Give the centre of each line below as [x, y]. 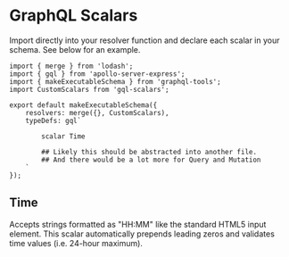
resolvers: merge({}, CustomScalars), [97, 112]
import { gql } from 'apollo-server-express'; [97, 74]
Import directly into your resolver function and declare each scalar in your [144, 40]
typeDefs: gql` [54, 120]
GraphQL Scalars [74, 16]
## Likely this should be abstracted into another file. [149, 152]
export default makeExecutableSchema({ [83, 105]
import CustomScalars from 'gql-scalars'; [89, 89]
